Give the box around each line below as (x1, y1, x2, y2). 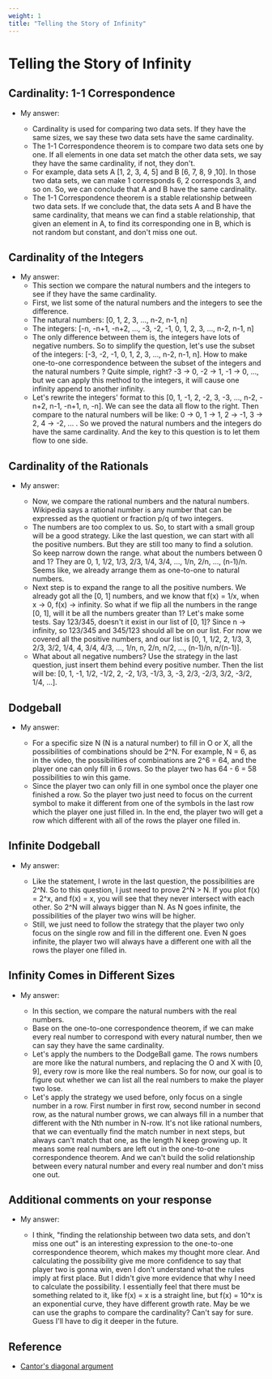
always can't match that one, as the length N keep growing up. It (32, 1135, 248, 1145)
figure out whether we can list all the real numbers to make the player (32, 1075, 264, 1085)
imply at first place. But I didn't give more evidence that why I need (32, 1274, 256, 1283)
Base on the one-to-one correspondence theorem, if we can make (32, 1023, 254, 1033)
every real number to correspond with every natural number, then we (32, 1031, 263, 1042)
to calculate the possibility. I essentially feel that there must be (32, 1282, 240, 1291)
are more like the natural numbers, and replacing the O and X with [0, (32, 1057, 263, 1067)
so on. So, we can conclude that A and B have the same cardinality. (32, 184, 257, 194)
